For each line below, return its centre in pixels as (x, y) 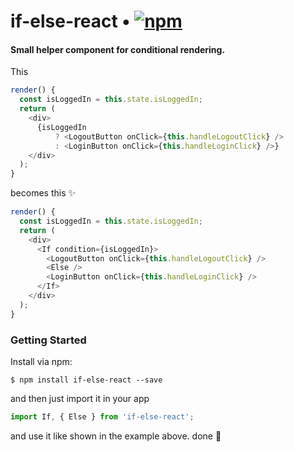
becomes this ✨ (43, 193)
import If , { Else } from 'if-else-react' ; (102, 416)
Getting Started (48, 340)
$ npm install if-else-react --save (86, 380)
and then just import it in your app (80, 398)
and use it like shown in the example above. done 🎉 (116, 436)
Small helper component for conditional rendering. (118, 49)
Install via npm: (41, 361)
